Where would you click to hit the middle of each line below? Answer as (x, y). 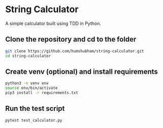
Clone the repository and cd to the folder (71, 39)
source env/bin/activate (31, 88)
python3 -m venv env (27, 83)
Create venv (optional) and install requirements (82, 71)
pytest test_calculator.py (34, 120)
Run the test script (35, 108)
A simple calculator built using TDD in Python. (53, 23)
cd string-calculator (28, 56)
